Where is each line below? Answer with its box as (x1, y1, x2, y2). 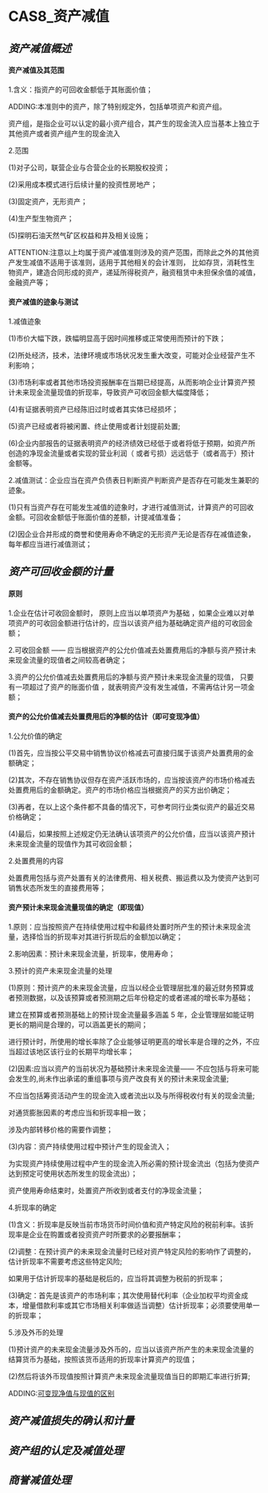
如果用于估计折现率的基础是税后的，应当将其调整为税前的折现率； (8, 1273, 225, 1283)
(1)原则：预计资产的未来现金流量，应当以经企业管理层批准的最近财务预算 (8, 982, 247, 992)
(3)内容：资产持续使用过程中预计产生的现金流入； (8, 1141, 171, 1151)
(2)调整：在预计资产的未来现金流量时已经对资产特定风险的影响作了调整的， (8, 1246, 255, 1256)
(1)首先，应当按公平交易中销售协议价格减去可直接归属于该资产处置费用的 (8, 748, 247, 758)
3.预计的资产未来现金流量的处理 (8, 965, 113, 975)
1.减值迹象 (8, 317, 41, 326)
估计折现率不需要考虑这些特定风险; (8, 1256, 123, 1266)
